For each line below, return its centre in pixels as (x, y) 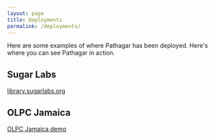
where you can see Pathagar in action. (61, 53)
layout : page (26, 13)
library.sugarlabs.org (37, 91)
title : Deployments (35, 20)
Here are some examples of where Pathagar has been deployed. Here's (107, 46)
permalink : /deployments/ (44, 26)
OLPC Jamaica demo (37, 129)
